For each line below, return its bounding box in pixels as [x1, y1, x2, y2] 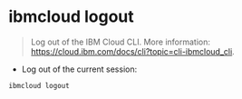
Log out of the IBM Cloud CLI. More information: [30, 36, 210, 47]
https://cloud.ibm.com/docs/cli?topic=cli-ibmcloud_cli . [30, 45, 235, 56]
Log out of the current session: [21, 64, 138, 74]
